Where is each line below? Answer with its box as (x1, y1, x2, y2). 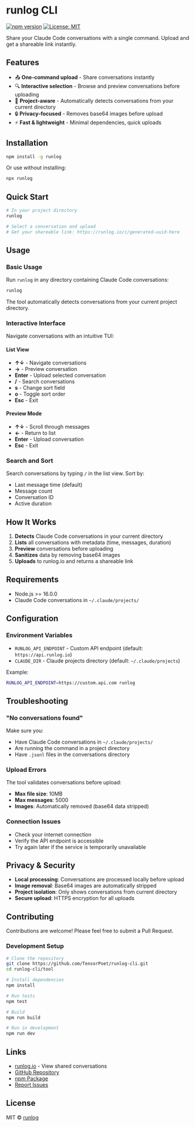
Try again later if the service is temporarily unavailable (14, 843, 146, 850)
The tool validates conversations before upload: (6, 779, 122, 786)
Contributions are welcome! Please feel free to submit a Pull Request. (6, 927, 174, 935)
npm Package (14, 1075, 48, 1082)
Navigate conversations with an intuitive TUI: (6, 333, 115, 340)
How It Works (6, 517, 57, 527)
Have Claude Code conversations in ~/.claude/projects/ (14, 738, 153, 745)
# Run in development (6, 1025, 59, 1031)
